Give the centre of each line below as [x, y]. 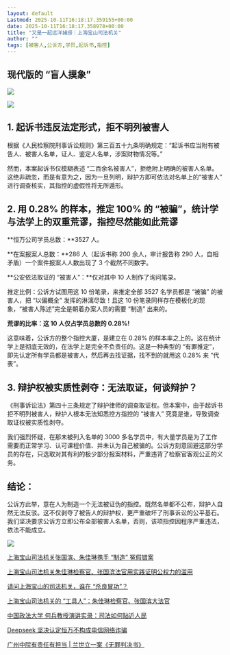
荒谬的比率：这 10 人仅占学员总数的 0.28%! [68, 323]
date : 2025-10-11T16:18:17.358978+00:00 [66, 26]
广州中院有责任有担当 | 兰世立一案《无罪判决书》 [76, 645]
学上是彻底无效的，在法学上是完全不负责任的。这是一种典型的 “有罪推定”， [113, 347]
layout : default [30, 13]
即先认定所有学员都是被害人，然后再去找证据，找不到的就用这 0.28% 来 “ [110, 355]
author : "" [23, 39]
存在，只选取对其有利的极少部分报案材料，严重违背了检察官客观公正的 [118, 454]
